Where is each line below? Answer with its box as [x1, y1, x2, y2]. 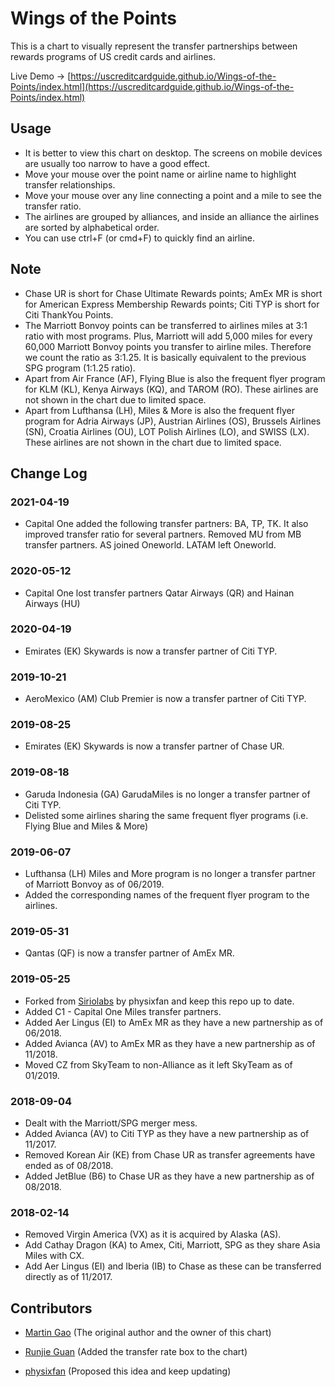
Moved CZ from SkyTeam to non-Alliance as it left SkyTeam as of [24, 1058, 293, 1071]
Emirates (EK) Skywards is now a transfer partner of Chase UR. [24, 740, 285, 752]
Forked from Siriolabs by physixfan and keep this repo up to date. [24, 995, 295, 1007]
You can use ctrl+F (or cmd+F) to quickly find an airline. [24, 232, 256, 244]
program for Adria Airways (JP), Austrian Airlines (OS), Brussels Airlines [24, 415, 322, 427]
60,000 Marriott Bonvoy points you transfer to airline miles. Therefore [24, 340, 312, 352]
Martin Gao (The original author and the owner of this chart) [24, 1327, 272, 1339]
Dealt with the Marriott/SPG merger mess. [24, 1117, 198, 1129]
